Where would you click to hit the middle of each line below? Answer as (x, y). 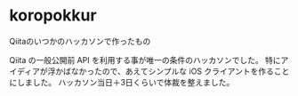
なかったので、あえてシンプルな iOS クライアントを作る (172, 71)
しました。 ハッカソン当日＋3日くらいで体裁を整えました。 (125, 82)
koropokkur (53, 16)
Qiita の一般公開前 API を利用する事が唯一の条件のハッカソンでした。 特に (145, 60)
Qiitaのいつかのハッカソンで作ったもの (80, 41)
